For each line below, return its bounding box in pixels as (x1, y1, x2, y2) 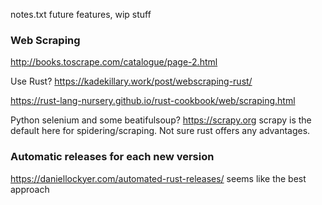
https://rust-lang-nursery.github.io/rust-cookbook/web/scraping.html (10, 95, 296, 107)
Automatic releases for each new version (10, 150, 215, 164)
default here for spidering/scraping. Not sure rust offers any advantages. (10, 125, 311, 137)
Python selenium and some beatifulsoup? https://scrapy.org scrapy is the (10, 114, 312, 126)
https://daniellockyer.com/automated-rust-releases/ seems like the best (10, 172, 307, 184)
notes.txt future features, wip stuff (10, 9, 152, 20)
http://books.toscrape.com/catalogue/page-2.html (10, 56, 218, 68)
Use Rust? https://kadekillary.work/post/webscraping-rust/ (10, 75, 253, 88)
